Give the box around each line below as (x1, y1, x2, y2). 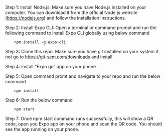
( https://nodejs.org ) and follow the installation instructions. (5, 15, 126, 21)
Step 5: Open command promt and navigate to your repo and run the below (5, 73, 160, 79)
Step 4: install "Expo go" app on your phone (5, 64, 96, 69)
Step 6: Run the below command (5, 97, 73, 103)
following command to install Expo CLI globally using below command (5, 30, 149, 36)
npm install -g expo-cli (14, 40, 66, 45)
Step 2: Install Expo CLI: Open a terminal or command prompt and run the (5, 25, 157, 31)
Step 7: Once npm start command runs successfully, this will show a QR (5, 115, 154, 121)
